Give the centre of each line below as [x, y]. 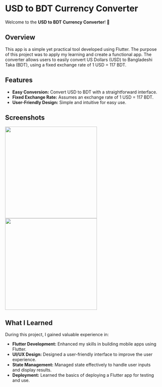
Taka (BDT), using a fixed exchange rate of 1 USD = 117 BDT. [66, 64]
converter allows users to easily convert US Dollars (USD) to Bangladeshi [79, 60]
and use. [21, 380]
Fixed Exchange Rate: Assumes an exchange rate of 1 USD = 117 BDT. [83, 97]
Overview [20, 37]
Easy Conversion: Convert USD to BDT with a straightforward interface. [85, 92]
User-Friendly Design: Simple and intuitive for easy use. [69, 102]
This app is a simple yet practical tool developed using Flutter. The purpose [81, 49]
